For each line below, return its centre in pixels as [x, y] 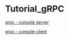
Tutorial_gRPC [35, 9]
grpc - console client [26, 31]
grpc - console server [27, 22]
